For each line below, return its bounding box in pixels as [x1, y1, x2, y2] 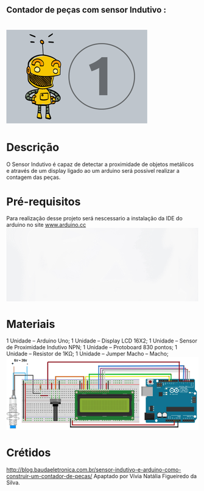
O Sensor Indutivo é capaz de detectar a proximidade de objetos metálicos [6, 161, 194, 168]
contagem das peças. [6, 173, 61, 181]
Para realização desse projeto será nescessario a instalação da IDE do [6, 215, 183, 222]
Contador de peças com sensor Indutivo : [6, 5, 166, 15]
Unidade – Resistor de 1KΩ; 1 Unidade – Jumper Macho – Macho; [6, 350, 169, 358]
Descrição [6, 140, 60, 154]
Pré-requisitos [6, 195, 81, 209]
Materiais [6, 317, 55, 331]
